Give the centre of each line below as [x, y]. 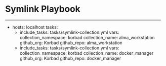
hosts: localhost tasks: [35, 27]
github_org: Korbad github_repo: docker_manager [70, 58]
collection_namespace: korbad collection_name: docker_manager [86, 53]
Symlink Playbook [43, 9]
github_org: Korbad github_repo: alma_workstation [71, 43]
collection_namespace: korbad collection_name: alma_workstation [87, 37]
